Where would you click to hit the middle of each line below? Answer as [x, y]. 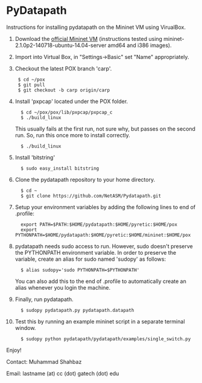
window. [25, 328]
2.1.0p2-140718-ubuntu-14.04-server [61, 45]
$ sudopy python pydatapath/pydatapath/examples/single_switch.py [106, 339]
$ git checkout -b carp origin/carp [64, 90]
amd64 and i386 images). [140, 45]
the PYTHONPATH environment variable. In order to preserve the [96, 252]
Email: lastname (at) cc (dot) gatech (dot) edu [63, 373]
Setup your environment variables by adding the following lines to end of [105, 207]
